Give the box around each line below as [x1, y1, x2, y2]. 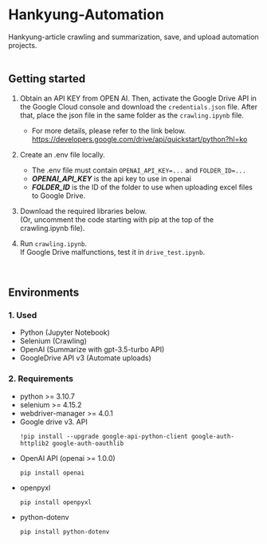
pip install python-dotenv [19, 527, 110, 536]
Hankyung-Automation [8, 6, 165, 24]
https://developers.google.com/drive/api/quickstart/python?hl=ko [31, 134, 248, 144]
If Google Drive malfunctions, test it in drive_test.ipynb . [19, 247, 206, 256]
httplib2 [19, 439, 49, 447]
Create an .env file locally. [19, 149, 105, 159]
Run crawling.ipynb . [19, 238, 88, 248]
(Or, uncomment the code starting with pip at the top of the [19, 214, 214, 224]
